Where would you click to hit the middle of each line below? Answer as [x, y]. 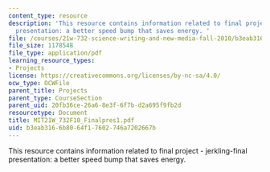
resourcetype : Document [48, 113]
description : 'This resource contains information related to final [125, 23]
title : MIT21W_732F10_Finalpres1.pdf [72, 121]
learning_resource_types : [51, 61]
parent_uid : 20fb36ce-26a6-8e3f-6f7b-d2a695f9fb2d [95, 105]
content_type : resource [48, 16]
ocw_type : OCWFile [39, 83]
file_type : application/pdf [55, 53]
